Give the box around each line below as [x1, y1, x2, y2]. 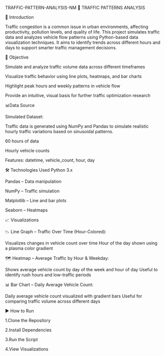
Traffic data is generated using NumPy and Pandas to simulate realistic [5, 123, 149, 129]
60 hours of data [5, 138, 39, 144]
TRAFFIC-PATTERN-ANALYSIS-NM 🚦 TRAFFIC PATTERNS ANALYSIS [5, 5, 145, 10]
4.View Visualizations [5, 346, 48, 352]
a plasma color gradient [5, 246, 53, 251]
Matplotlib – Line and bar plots [5, 198, 66, 203]
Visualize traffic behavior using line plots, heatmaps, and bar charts [5, 73, 142, 79]
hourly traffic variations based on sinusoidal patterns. [5, 129, 114, 134]
